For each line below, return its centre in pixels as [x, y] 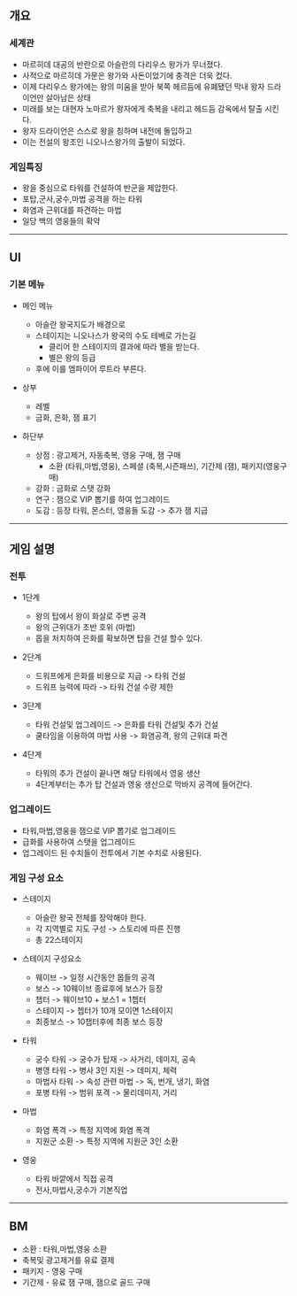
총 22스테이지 [59, 939]
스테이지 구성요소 [52, 958]
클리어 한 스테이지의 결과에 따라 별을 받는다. [124, 346]
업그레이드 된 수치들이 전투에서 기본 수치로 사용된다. [111, 852]
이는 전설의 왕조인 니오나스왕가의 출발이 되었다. [103, 142]
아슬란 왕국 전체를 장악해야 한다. [91, 917]
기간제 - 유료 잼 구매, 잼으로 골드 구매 [86, 1282]
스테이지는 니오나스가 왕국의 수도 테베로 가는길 [115, 336]
